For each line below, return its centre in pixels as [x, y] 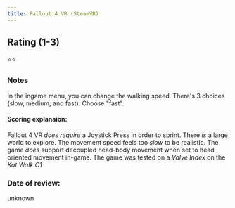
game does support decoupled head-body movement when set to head [111, 150]
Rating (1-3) [33, 43]
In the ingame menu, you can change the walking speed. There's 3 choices [116, 96]
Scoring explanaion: [37, 119]
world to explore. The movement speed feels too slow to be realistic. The [113, 142]
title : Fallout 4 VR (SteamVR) [53, 14]
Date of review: [34, 183]
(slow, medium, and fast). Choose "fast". [66, 103]
